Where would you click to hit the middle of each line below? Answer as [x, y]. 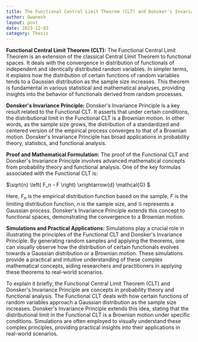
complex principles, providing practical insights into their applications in [93, 327]
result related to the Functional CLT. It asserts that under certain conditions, [98, 112]
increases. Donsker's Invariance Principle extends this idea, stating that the [98, 308]
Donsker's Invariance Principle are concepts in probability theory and [90, 290]
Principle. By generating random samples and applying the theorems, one [95, 241]
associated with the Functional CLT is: [52, 173]
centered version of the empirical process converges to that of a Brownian [96, 131]
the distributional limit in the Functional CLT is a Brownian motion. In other [95, 118]
